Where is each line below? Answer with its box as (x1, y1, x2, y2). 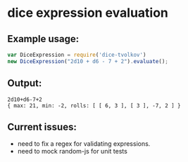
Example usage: (7, 33, 80, 45)
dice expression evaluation (7, 5, 169, 21)
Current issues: (7, 121, 77, 133)
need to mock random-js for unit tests (17, 147, 128, 156)
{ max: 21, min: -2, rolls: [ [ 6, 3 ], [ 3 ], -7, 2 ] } (7, 102, 181, 109)
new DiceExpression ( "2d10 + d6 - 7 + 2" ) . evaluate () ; (7, 58, 169, 65)
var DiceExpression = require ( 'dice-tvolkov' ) (7, 51, 146, 58)
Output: (7, 77, 42, 89)
